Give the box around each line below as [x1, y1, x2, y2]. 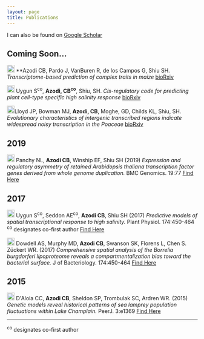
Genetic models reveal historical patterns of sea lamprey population [7, 301, 177, 309]
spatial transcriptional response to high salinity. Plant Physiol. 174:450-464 [7, 218, 194, 225]
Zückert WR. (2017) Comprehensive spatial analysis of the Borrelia [7, 246, 174, 253]
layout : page [7, 8, 40, 15]
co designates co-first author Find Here [7, 225, 105, 233]
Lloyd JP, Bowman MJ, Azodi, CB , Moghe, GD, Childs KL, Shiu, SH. [15, 108, 182, 115]
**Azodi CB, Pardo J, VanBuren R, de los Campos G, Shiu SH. [15, 67, 170, 74]
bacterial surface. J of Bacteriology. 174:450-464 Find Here [7, 258, 157, 266]
